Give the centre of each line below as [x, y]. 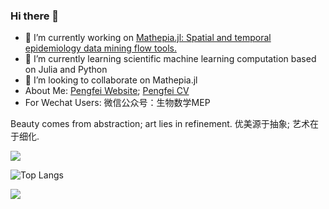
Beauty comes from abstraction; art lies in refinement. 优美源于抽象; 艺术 [160, 124]
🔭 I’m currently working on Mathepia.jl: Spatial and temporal [148, 38]
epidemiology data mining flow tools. [101, 48]
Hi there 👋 [35, 16]
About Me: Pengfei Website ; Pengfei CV [107, 91]
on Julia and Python [66, 70]
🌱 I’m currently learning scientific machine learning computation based [170, 59]
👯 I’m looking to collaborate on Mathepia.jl [111, 80]
